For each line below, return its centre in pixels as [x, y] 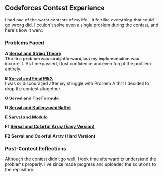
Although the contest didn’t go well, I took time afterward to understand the [81, 159]
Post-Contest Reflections [36, 149]
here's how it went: [24, 30]
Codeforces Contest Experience [55, 8]
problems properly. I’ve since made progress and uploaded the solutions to [81, 164]
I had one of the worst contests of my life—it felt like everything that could [80, 20]
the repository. [20, 170]
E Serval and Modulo [26, 117]
